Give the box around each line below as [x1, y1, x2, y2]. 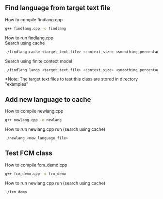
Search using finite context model [5, 58, 73, 64]
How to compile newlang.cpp [5, 108, 64, 114]
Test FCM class [5, 149, 52, 157]
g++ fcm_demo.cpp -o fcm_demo [5, 171, 66, 176]
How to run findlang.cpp [5, 35, 54, 41]
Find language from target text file [5, 4, 111, 12]
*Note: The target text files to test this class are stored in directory [5, 76, 138, 82]
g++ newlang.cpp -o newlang [5, 118, 62, 122]
